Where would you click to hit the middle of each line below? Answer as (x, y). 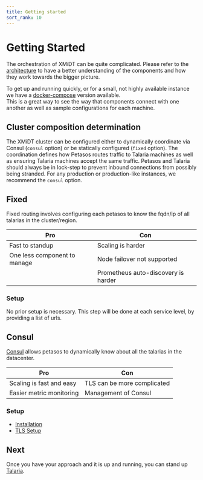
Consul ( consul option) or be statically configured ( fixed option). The (92, 148)
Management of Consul (118, 393)
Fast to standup (31, 246)
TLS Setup (28, 431)
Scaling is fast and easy (43, 383)
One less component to (42, 255)
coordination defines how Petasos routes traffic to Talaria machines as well (100, 154)
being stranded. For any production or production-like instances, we (91, 174)
